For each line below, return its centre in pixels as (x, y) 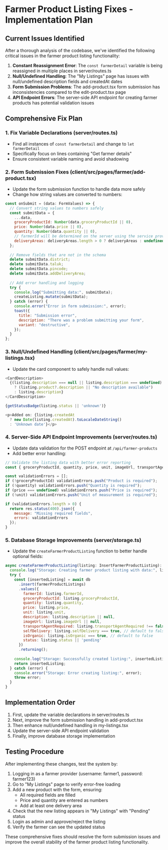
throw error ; (28, 678)
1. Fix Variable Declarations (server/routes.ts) (61, 133)
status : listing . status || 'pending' (62, 640)
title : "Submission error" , (48, 315)
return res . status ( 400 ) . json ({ (42, 509)
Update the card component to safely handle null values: (70, 369)
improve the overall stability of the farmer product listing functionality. (77, 842)
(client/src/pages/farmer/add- (108, 172)
